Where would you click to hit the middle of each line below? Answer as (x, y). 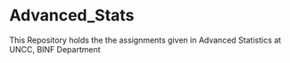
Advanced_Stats (72, 16)
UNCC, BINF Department (55, 49)
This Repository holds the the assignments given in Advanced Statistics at (145, 40)
